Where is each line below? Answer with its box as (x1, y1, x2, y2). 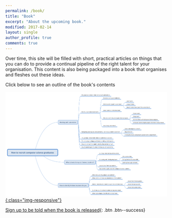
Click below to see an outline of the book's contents (5, 81, 116, 88)
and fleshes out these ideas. (5, 72, 65, 78)
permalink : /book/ (5, 8, 45, 13)
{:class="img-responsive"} (5, 197, 62, 203)
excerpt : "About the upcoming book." (5, 19, 86, 24)
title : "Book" (5, 13, 36, 19)
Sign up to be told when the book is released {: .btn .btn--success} (5, 207, 146, 213)
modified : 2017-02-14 (5, 25, 52, 30)
